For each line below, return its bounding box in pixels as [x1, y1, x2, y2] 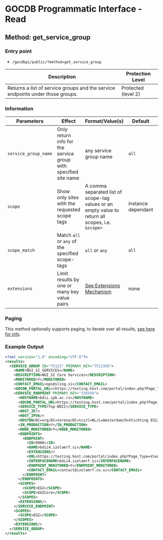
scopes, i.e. [84, 219, 111, 226]
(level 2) [121, 90, 141, 97]
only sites [57, 194, 79, 201]
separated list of [84, 189, 122, 196]
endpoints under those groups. [7, 90, 78, 97]
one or [57, 282, 72, 289]
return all [84, 213, 106, 220]
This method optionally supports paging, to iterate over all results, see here [5, 326, 155, 332]
